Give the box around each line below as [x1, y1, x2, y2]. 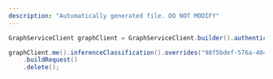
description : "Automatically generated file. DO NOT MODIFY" [8, 11, 220, 20]
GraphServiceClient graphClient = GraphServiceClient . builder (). [8, 34, 234, 42]
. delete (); [23, 64, 60, 72]
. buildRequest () [23, 56, 79, 64]
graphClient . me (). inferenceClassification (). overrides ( [8, 48, 201, 56]
